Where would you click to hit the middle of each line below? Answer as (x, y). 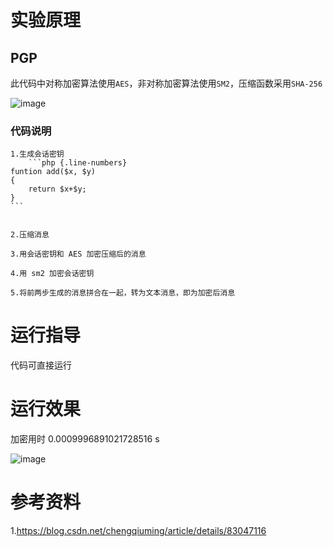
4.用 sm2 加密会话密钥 (52, 274)
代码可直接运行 (41, 365)
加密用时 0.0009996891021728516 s (85, 439)
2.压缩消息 (30, 235)
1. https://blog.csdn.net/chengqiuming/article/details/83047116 (138, 531)
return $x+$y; (57, 189)
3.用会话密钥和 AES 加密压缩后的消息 (78, 254)
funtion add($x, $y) (53, 172)
